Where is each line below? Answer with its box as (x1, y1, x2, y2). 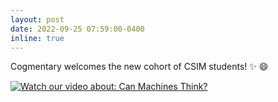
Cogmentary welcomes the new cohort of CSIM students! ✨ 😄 (10, 61, 269, 73)
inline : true (10, 33, 65, 43)
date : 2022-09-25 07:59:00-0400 (10, 24, 145, 34)
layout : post (10, 14, 65, 25)
